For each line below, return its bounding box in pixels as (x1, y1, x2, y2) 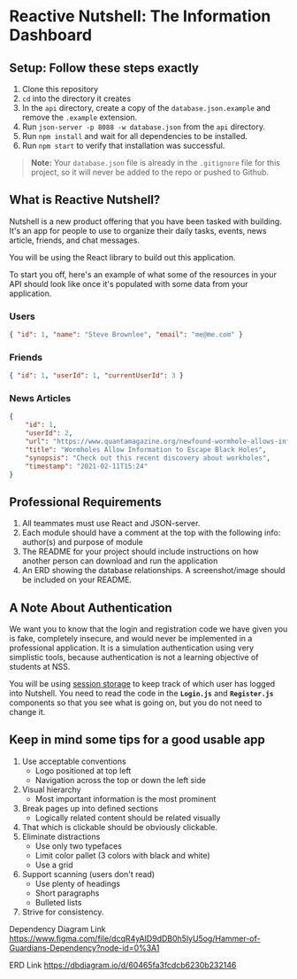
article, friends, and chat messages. (9, 235, 140, 245)
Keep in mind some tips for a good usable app (9, 733, 265, 748)
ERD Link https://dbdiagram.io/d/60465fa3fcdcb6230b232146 (9, 960, 237, 970)
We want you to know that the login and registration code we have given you (9, 624, 288, 634)
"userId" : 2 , (25, 429, 73, 438)
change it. (9, 707, 46, 718)
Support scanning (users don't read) (21, 868, 156, 879)
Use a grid (34, 859, 73, 870)
